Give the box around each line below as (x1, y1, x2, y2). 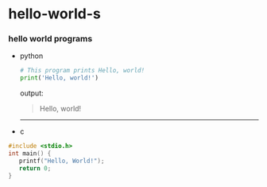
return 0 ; (18, 164, 52, 172)
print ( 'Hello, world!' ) (19, 74, 99, 82)
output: (19, 88, 44, 98)
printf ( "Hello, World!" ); (18, 157, 105, 165)
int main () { (8, 150, 52, 158)
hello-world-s (8, 5, 102, 23)
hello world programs (8, 33, 93, 45)
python (19, 51, 44, 60)
